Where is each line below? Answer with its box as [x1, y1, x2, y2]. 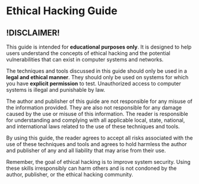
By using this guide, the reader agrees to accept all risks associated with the [6, 134, 193, 141]
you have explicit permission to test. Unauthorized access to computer [6, 80, 181, 87]
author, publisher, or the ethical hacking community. [6, 171, 134, 178]
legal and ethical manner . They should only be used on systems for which [6, 74, 189, 80]
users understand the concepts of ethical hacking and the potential [6, 50, 170, 57]
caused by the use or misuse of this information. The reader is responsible [6, 111, 188, 117]
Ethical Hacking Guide [6, 4, 118, 18]
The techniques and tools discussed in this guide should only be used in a [6, 67, 187, 75]
